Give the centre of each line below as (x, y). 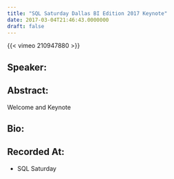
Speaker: (27, 67)
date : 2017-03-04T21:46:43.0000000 (58, 20)
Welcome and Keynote (39, 107)
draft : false (26, 26)
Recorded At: (36, 152)
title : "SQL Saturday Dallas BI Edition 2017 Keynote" (87, 13)
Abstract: (28, 91)
